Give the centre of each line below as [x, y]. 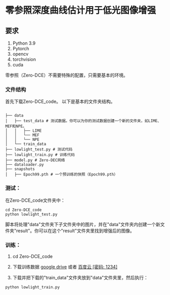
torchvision [24, 59]
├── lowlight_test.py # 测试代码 [39, 150]
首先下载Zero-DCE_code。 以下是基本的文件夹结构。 [60, 101]
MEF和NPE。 [16, 126]
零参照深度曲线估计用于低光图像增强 [81, 10]
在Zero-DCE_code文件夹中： [35, 200]
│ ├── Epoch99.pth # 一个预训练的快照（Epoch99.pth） [61, 175]
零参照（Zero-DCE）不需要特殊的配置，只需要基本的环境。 [67, 75]
